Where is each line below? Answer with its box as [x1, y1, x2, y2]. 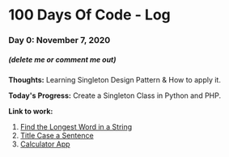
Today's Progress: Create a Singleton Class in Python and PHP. [8, 91, 221, 100]
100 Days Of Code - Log [8, 6, 172, 24]
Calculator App [19, 139, 70, 149]
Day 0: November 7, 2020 [8, 35, 111, 46]
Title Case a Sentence [19, 131, 95, 141]
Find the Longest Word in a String [19, 122, 133, 132]
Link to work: [8, 107, 53, 117]
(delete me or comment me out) [8, 54, 117, 64]
